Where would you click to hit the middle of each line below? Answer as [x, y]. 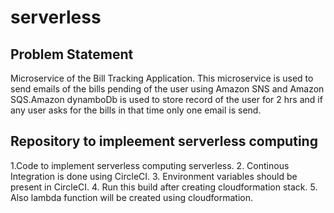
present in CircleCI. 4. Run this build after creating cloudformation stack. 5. [164, 187]
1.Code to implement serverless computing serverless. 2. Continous [150, 165]
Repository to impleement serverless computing [164, 141]
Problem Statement [72, 54]
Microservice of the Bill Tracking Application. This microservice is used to [162, 78]
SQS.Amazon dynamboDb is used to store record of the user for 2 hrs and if [166, 99]
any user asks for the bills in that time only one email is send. [136, 110]
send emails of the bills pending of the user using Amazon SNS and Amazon [167, 89]
